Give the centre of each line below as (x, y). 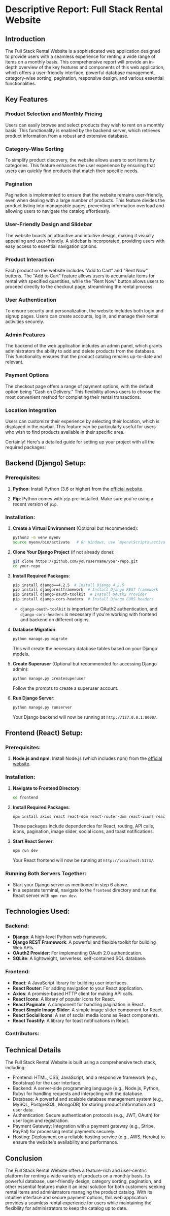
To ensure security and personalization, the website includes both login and (84, 311)
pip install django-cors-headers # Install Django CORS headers (83, 599)
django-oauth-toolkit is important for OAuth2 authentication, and (89, 609)
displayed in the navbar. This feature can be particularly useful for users (81, 427)
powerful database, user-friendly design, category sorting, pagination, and (83, 1181)
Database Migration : (35, 630)
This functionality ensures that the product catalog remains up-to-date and (84, 357)
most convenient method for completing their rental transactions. (73, 397)
